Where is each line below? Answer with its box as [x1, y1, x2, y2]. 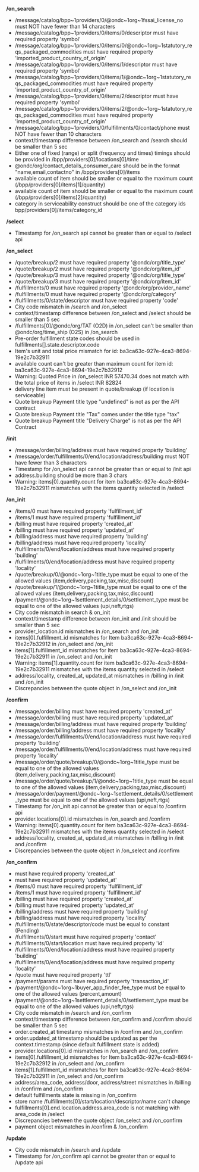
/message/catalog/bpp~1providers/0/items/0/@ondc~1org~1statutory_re [14, 42, 192, 49]
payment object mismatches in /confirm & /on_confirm [14, 1123, 149, 1130]
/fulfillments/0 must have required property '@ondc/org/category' [14, 291, 176, 297]
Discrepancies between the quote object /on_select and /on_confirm [14, 1117, 183, 1124]
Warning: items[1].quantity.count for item [14, 659, 115, 666]
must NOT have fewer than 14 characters [14, 23, 116, 30]
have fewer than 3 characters [14, 459, 87, 466]
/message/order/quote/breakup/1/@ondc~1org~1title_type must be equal [14, 777, 193, 784]
